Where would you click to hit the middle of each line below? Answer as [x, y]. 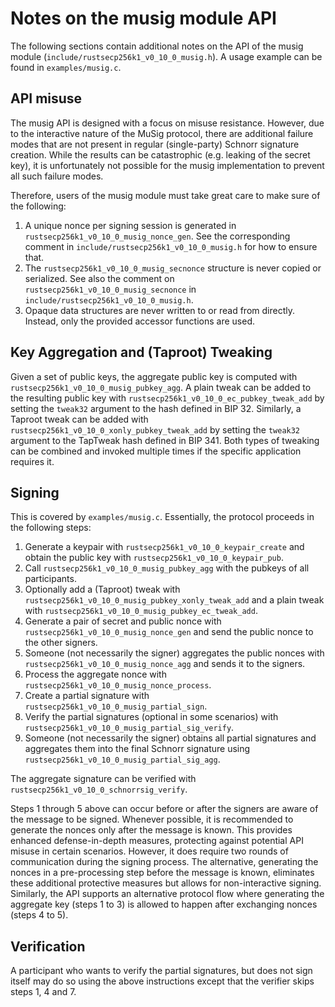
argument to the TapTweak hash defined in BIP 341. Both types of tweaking [165, 440]
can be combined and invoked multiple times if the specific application [156, 451]
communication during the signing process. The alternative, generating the [164, 862]
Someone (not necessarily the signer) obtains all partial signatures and [170, 738]
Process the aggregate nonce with [95, 674]
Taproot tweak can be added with [79, 419]
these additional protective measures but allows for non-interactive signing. [166, 883]
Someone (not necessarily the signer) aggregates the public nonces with [174, 653]
